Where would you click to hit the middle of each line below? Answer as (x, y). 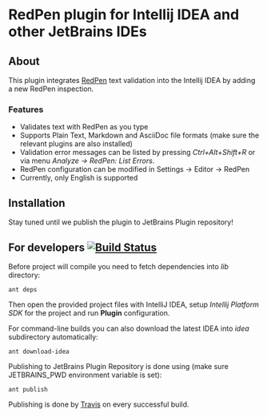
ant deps (23, 289)
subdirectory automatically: (53, 336)
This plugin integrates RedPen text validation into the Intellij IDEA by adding (132, 80)
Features (26, 109)
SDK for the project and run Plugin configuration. (89, 312)
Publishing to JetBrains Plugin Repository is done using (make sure (119, 366)
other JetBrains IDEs (78, 32)
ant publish (28, 389)
